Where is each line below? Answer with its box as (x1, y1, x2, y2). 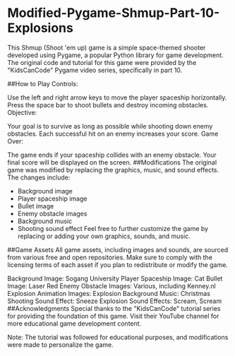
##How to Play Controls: (7, 79, 78, 88)
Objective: (7, 108, 37, 117)
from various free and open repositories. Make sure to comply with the (7, 253, 213, 261)
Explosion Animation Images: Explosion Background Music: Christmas (7, 289, 210, 297)
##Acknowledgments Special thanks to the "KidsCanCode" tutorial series (7, 304, 221, 312)
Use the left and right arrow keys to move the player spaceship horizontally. (7, 93, 227, 102)
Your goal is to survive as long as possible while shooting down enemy (7, 121, 213, 130)
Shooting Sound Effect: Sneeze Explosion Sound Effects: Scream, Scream (7, 297, 222, 305)
